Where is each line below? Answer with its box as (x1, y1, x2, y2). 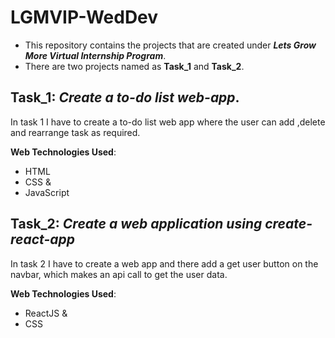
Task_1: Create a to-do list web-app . (10, 89, 240, 106)
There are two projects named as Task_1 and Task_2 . (24, 60, 245, 72)
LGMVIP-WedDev (10, 6, 159, 29)
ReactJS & (24, 307, 68, 319)
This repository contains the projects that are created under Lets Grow (24, 39, 317, 51)
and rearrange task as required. (10, 126, 141, 138)
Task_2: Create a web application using (10, 216, 263, 233)
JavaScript (24, 186, 70, 198)
